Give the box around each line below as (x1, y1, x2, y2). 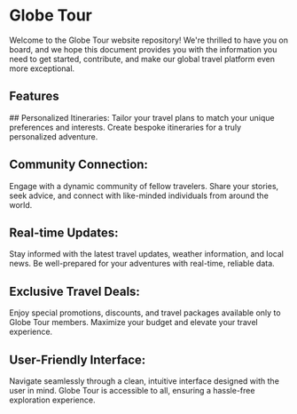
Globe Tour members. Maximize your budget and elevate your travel (9, 317, 259, 328)
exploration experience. (9, 394, 96, 405)
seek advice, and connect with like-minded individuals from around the (9, 190, 269, 201)
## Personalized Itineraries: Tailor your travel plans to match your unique (9, 112, 275, 123)
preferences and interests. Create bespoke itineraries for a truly (9, 122, 242, 132)
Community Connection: (9, 157, 149, 172)
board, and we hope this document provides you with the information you (9, 44, 277, 54)
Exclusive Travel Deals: (9, 283, 140, 299)
